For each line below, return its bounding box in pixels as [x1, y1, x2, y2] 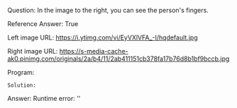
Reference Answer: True [7, 20, 79, 28]
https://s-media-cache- [59, 47, 129, 55]
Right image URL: [7, 47, 58, 55]
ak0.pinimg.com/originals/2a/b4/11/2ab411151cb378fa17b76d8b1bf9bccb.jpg [7, 54, 230, 63]
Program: [7, 68, 35, 76]
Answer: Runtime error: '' [7, 95, 81, 102]
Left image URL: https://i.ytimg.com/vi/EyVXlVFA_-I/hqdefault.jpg [7, 33, 198, 42]
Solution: [7, 82, 37, 89]
